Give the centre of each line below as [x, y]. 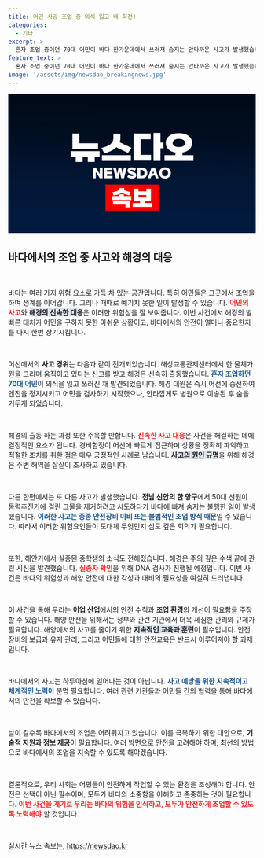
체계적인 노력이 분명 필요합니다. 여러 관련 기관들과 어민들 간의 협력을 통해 [120, 691]
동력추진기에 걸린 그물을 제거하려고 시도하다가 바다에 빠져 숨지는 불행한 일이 [125, 506]
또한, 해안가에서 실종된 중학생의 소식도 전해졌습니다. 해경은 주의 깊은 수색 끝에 [128, 558]
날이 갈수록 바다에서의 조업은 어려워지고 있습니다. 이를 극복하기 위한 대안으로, [126, 733]
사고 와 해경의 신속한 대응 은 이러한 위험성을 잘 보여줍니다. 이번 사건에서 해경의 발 [130, 313]
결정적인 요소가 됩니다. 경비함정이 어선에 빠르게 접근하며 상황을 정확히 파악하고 [129, 445]
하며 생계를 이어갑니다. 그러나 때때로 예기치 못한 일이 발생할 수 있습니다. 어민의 [128, 303]
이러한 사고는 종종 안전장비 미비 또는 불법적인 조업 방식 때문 [127, 517]
